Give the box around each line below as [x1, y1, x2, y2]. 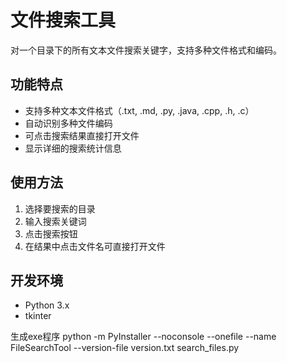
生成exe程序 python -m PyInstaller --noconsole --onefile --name [10, 331, 277, 343]
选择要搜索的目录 [24, 202, 96, 215]
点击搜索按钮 [24, 227, 78, 240]
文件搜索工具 [10, 9, 117, 32]
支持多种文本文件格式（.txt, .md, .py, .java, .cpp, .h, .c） [24, 104, 255, 116]
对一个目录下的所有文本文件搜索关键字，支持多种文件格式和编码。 [10, 44, 282, 56]
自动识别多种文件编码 [24, 117, 113, 129]
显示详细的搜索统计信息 [24, 142, 122, 154]
